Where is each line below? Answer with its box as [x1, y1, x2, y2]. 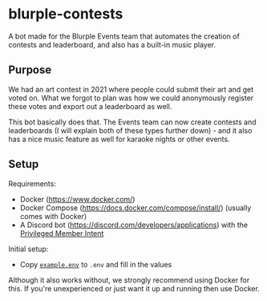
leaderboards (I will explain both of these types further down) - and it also [8, 125, 253, 135]
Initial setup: [8, 244, 49, 254]
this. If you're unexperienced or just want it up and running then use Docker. [8, 283, 261, 293]
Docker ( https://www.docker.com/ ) [19, 194, 136, 204]
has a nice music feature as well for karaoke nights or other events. [8, 134, 230, 144]
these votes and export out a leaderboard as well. [8, 101, 172, 111]
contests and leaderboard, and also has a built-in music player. [8, 39, 216, 49]
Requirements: [8, 178, 56, 189]
